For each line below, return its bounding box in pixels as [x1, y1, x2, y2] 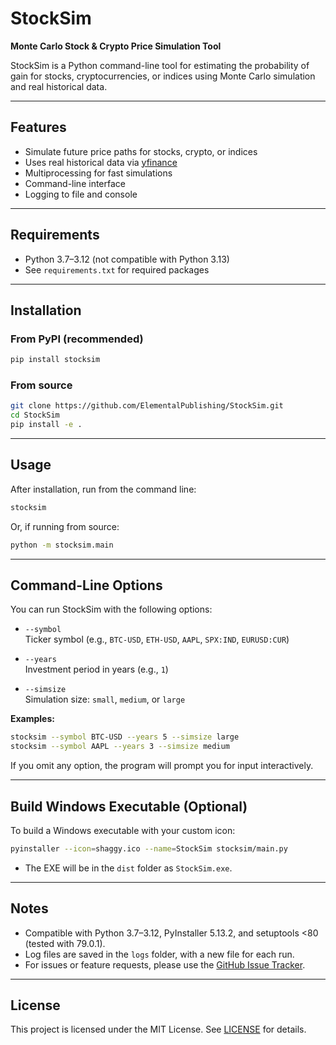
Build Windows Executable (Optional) [10, 798, 248, 815]
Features [10, 119, 67, 136]
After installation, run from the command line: [10, 483, 197, 495]
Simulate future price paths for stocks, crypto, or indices [24, 145, 258, 157]
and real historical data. [10, 80, 108, 92]
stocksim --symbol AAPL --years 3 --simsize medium [10, 742, 230, 752]
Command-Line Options [10, 577, 163, 594]
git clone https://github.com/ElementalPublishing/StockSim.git [10, 401, 284, 411]
